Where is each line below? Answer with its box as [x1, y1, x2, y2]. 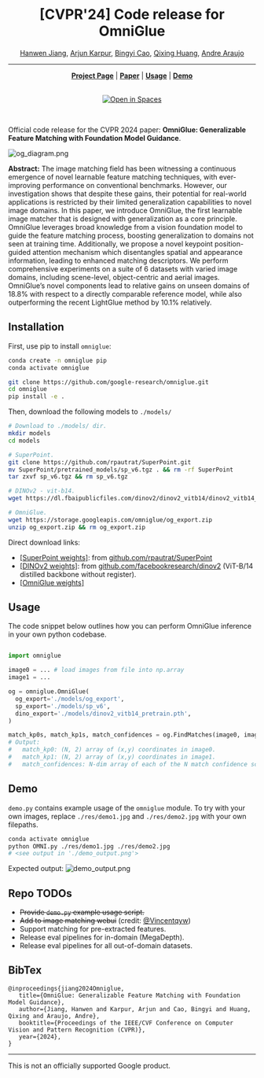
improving [8, 180, 41, 190]
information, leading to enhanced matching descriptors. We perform [8, 256, 229, 265]
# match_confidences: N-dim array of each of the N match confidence [8, 760, 247, 768]
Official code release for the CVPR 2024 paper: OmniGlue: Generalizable [8, 124, 246, 135]
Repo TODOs [8, 887, 72, 900]
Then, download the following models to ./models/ [8, 407, 172, 416]
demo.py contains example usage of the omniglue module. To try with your [8, 803, 246, 812]
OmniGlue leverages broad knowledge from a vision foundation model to [8, 222, 244, 231]
